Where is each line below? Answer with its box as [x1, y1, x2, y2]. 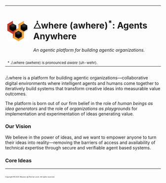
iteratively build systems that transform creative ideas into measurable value [5, 85, 161, 91]
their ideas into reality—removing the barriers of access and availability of [5, 139, 156, 146]
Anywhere [33, 31, 77, 42]
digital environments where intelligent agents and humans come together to [5, 80, 159, 86]
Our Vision [5, 123, 31, 130]
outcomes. [5, 91, 27, 97]
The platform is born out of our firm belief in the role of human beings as [5, 100, 153, 106]
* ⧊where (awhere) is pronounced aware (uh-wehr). [7, 60, 98, 66]
